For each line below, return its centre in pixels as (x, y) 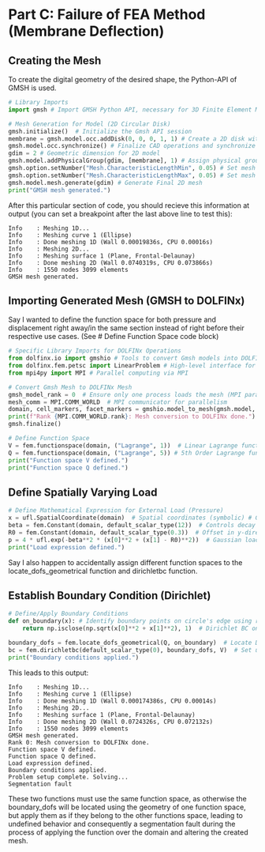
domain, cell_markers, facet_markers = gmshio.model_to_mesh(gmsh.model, (132, 409)
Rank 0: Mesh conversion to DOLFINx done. (79, 742)
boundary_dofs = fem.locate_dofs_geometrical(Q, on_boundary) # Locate (130, 643)
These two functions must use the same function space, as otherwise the (127, 798)
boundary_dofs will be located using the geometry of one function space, (127, 807)
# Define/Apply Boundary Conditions (68, 614)
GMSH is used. (32, 88)
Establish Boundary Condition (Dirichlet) (110, 596)
